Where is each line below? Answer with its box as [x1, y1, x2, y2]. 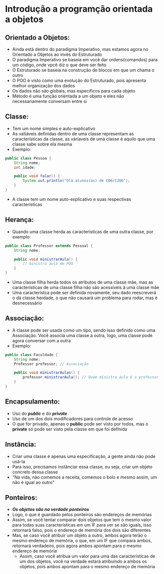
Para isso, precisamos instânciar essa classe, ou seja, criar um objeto [12, 464, 153, 470]
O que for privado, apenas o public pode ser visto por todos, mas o [12, 421, 148, 427]
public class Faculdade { [5, 352, 58, 357]
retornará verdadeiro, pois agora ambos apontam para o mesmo [12, 543, 142, 549]
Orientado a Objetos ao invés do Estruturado [12, 51, 102, 57]
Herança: [5, 215, 34, 224]
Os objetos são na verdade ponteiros [12, 506, 90, 512]
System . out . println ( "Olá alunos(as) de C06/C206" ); [23, 178, 131, 183]
